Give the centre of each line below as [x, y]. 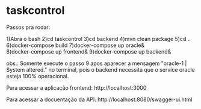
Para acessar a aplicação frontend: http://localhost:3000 [76, 87]
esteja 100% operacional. [38, 76]
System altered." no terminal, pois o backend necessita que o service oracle [100, 69]
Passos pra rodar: [28, 27]
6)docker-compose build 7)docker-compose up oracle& [76, 45]
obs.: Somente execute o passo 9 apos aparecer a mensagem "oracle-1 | [97, 63]
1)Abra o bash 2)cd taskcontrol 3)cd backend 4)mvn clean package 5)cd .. [99, 39]
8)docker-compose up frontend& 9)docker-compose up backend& [89, 51]
